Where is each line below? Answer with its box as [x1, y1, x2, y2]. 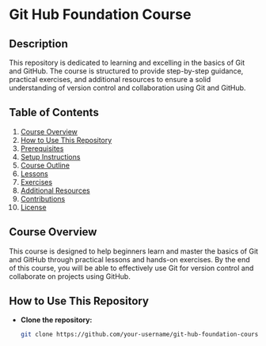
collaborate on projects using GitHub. [9, 271, 131, 281]
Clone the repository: [20, 315, 93, 325]
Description [9, 37, 68, 51]
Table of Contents [9, 106, 100, 119]
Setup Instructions [20, 152, 81, 161]
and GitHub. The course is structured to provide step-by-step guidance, [9, 66, 244, 76]
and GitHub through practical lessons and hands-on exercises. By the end [9, 254, 250, 264]
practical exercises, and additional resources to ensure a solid [9, 75, 211, 84]
